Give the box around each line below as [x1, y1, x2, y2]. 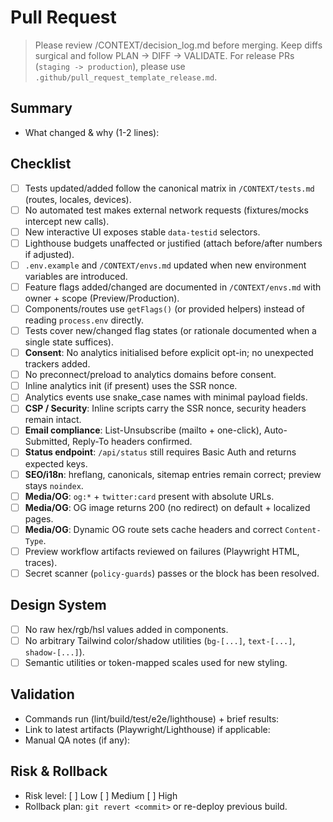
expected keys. [24, 457, 88, 470]
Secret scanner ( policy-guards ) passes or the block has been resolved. [24, 567, 320, 579]
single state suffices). [24, 336, 114, 348]
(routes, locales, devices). [24, 193, 132, 205]
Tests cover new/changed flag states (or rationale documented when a [24, 325, 317, 336]
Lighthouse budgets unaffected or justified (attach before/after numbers [24, 237, 323, 249]
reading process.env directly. [24, 314, 144, 326]
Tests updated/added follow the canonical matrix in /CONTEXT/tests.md [24, 182, 315, 194]
